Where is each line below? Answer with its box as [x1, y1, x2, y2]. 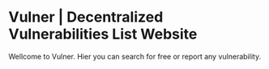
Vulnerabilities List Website [8, 25, 198, 43]
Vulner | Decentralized [8, 8, 164, 26]
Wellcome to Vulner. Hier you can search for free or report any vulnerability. [8, 51, 262, 61]
